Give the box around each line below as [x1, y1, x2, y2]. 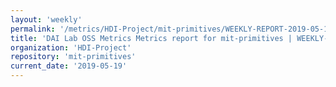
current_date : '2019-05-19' [10, 61, 128, 71]
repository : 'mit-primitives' [10, 52, 137, 62]
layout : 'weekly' [10, 14, 83, 25]
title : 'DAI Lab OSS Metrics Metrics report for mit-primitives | [10, 33, 293, 43]
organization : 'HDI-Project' [10, 42, 132, 53]
